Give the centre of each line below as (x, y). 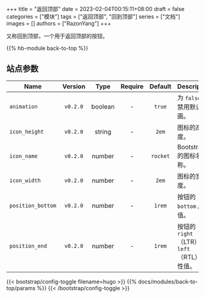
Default (160, 86)
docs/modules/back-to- (168, 282)
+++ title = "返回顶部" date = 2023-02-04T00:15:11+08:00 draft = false (95, 9)
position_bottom (33, 205)
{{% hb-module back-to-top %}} (47, 48)
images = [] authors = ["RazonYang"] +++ (59, 23)
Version (74, 86)
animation (23, 106)
